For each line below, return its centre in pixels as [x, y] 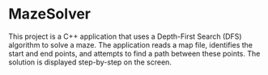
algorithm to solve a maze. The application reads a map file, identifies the [131, 44]
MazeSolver [50, 14]
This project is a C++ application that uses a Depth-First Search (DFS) [125, 36]
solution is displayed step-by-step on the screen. [90, 62]
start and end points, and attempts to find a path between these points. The [134, 53]
